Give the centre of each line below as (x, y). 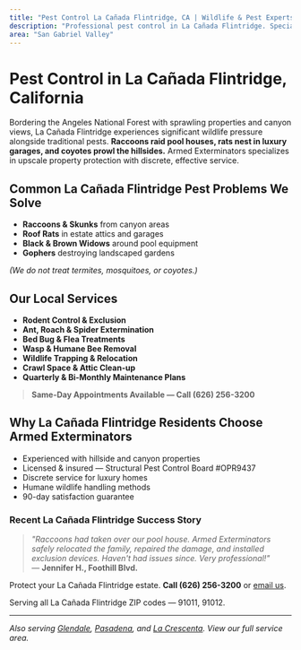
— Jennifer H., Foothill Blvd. (85, 568)
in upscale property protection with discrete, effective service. (125, 160)
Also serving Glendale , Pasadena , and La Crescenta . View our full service (146, 628)
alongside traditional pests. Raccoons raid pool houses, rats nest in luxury (148, 142)
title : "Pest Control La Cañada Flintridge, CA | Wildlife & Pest (136, 17)
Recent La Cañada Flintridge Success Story (105, 519)
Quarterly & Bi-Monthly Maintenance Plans (104, 377)
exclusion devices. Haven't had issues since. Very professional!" (150, 559)
